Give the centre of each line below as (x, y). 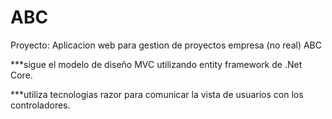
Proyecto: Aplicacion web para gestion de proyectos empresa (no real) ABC (166, 45)
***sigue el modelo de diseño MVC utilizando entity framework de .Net (156, 64)
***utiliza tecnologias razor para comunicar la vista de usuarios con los (157, 94)
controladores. (40, 105)
